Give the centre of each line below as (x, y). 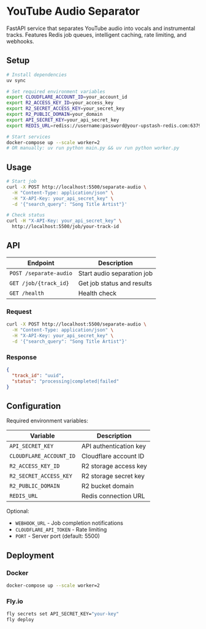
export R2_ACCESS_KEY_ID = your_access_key (60, 103)
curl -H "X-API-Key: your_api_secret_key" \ (64, 221)
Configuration (34, 406)
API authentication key (113, 446)
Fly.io (15, 601)
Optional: (18, 511)
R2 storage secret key (113, 476)
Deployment (30, 555)
